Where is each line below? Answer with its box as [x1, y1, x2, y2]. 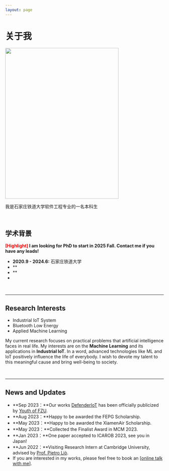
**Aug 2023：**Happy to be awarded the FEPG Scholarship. [12, 414, 141, 420]
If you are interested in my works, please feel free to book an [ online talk [12, 455, 163, 461]
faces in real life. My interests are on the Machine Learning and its [5, 343, 143, 349]
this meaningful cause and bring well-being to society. [5, 359, 118, 365]
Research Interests [5, 304, 66, 312]
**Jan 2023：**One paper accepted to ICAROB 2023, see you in [12, 433, 150, 438]
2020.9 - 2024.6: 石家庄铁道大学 [12, 258, 82, 264]
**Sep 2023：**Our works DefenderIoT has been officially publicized [12, 402, 159, 408]
